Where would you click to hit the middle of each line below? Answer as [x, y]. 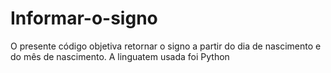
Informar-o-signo [84, 18]
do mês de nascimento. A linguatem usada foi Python [120, 56]
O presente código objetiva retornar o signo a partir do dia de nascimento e [166, 46]
